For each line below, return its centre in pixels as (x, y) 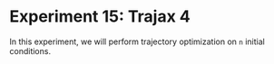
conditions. (30, 50)
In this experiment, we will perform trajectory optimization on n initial (137, 41)
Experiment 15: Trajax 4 (100, 17)
